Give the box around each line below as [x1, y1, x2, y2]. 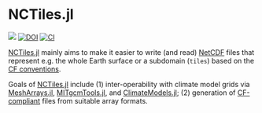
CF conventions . [8, 64, 61, 74]
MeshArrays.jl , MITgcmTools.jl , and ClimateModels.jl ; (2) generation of [8, 88, 236, 97]
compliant [8, 96, 41, 105]
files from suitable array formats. [42, 96, 148, 105]
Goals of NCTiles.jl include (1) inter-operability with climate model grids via [8, 79, 250, 89]
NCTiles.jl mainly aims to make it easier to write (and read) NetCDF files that [8, 47, 255, 56]
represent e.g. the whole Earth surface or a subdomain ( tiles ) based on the [8, 56, 254, 65]
